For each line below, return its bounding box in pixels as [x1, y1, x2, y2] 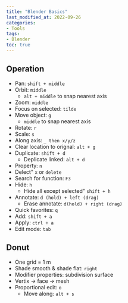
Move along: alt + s [23, 290, 74, 297]
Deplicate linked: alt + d [23, 155, 85, 163]
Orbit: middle [14, 86, 46, 93]
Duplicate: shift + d [14, 149, 65, 157]
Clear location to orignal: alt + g [14, 143, 96, 150]
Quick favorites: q [14, 206, 58, 213]
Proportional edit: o [14, 283, 62, 290]
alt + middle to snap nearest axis [23, 92, 107, 99]
